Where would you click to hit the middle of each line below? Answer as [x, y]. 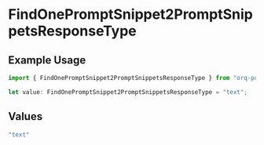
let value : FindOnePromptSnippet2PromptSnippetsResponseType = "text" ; [128, 92]
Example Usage [47, 60]
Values [26, 116]
